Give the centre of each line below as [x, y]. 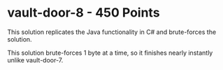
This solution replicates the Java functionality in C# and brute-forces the [112, 32]
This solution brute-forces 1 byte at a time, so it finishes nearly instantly [110, 53]
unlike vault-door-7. [35, 60]
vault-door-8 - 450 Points [84, 13]
